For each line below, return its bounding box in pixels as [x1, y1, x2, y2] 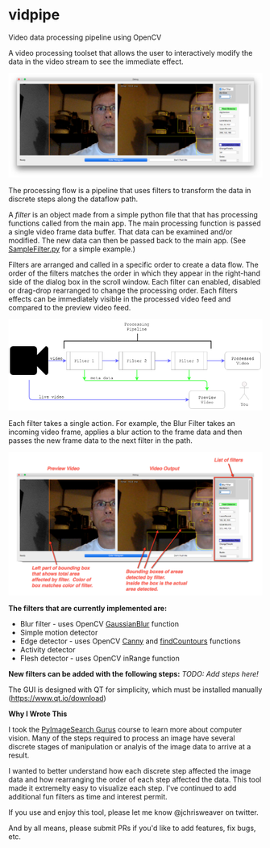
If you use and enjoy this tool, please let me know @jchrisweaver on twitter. [8, 807, 260, 817]
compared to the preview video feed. [8, 303, 131, 313]
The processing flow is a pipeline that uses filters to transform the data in [8, 186, 251, 196]
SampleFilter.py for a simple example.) [8, 244, 135, 254]
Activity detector [19, 644, 76, 654]
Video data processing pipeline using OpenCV [8, 32, 162, 42]
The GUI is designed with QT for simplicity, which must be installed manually [8, 685, 263, 694]
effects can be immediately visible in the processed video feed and [8, 294, 231, 304]
